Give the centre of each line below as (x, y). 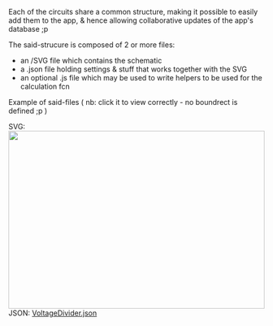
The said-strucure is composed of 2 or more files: (92, 45)
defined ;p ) (28, 111)
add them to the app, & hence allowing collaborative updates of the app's (131, 20)
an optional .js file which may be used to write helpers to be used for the (141, 78)
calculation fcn (45, 86)
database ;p (28, 29)
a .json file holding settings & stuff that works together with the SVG (134, 69)
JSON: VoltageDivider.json (53, 313)
